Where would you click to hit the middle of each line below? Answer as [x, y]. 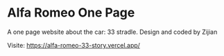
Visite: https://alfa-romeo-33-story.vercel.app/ [74, 45]
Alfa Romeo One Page [71, 13]
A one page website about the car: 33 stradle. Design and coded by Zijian [112, 32]
